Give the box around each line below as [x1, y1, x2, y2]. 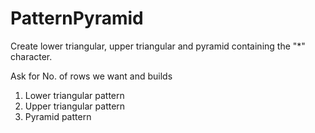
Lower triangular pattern [24, 89, 125, 101]
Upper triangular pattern [24, 100, 126, 112]
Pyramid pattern [24, 110, 92, 122]
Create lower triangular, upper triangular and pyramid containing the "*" [10, 40, 306, 52]
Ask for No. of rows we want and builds [10, 70, 173, 82]
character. [10, 50, 53, 62]
